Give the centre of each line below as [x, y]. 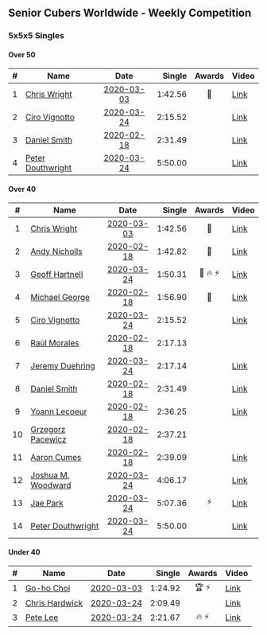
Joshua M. [50, 475]
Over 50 [22, 54]
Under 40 [25, 552]
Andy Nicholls [56, 251]
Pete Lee [42, 617]
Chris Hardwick [54, 602]
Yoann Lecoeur [59, 411]
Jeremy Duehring [63, 365]
